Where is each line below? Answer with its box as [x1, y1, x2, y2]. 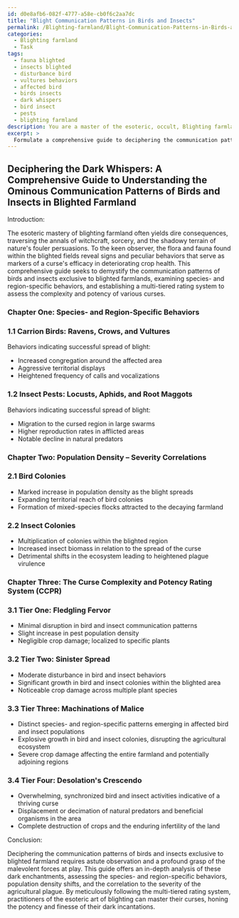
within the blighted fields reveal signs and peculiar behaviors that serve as [7, 252, 225, 260]
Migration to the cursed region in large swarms [17, 419, 155, 428]
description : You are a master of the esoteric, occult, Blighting [7, 123, 212, 130]
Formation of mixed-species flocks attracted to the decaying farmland [17, 502, 223, 511]
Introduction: [7, 215, 45, 224]
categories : [7, 30, 43, 38]
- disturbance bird [14, 70, 72, 77]
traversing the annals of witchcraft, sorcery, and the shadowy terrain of [7, 237, 216, 245]
